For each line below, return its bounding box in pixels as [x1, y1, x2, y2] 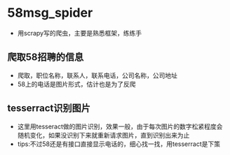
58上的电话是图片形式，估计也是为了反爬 [17, 80, 136, 88]
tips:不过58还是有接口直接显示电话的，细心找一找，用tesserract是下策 [17, 140, 221, 148]
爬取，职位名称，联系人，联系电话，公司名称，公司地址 [17, 71, 177, 80]
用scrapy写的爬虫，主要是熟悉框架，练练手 [17, 29, 142, 37]
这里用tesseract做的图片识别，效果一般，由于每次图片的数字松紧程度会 [17, 122, 223, 131]
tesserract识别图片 [7, 103, 91, 115]
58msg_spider [7, 5, 93, 21]
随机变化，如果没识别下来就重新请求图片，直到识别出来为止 [17, 131, 190, 139]
